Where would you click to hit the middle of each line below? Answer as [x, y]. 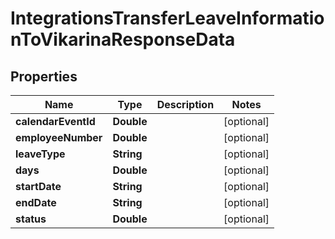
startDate [38, 186]
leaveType [40, 154]
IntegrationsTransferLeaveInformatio [167, 18]
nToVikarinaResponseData [123, 39]
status [31, 219]
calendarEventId [55, 121]
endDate [36, 202]
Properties [44, 76]
